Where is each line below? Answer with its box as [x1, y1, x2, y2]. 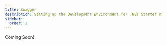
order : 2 [9, 21, 28, 26]
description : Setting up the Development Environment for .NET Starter [5, 12, 157, 17]
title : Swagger [5, 7, 37, 12]
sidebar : [5, 16, 23, 21]
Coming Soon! [5, 34, 35, 40]
